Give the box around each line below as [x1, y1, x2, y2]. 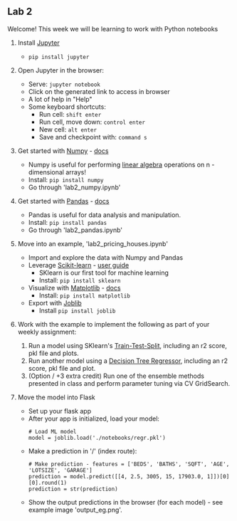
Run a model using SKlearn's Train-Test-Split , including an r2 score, [28, 341, 228, 349]
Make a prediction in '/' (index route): [28, 446, 137, 455]
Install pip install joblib [38, 306, 116, 315]
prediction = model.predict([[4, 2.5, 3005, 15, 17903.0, [28, 473, 204, 480]
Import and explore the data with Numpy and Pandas [28, 253, 184, 262]
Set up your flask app [28, 406, 91, 415]
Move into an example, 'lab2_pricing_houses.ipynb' [17, 239, 169, 248]
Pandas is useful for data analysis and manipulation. [28, 210, 181, 219]
